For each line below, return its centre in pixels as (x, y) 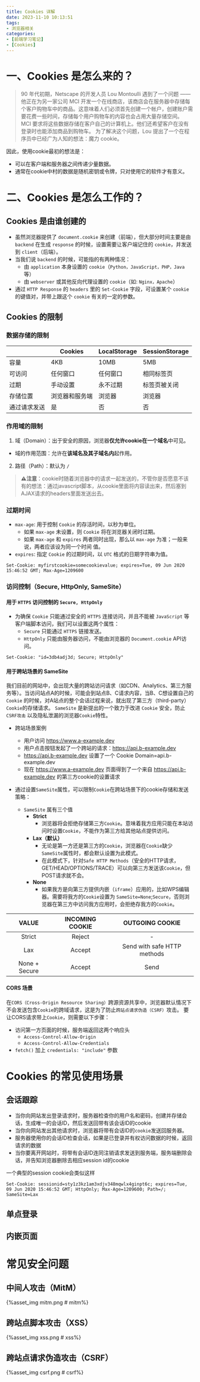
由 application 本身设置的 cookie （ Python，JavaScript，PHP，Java (104, 266)
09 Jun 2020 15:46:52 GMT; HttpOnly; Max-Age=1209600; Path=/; (86, 1189)
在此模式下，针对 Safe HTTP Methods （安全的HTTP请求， (110, 861)
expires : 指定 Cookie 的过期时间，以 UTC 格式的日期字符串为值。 (93, 554)
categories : (21, 34)
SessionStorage (166, 351)
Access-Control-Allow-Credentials (66, 1043)
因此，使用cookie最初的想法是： (46, 151)
